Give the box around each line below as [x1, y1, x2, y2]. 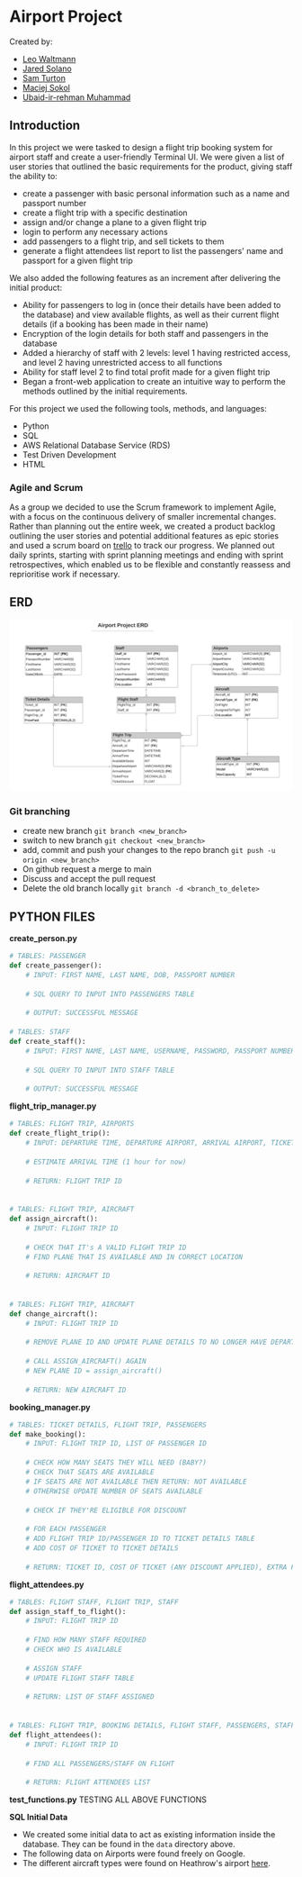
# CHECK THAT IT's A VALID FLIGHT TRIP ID [25, 1243, 187, 1252]
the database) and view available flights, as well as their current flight [22, 309, 280, 320]
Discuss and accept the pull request [22, 874, 156, 884]
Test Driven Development [22, 449, 117, 460]
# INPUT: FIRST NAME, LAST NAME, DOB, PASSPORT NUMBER [25, 970, 235, 979]
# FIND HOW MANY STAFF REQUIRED [25, 1636, 147, 1645]
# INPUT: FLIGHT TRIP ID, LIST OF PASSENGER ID [25, 1439, 207, 1448]
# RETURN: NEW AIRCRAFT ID [25, 1385, 127, 1394]
